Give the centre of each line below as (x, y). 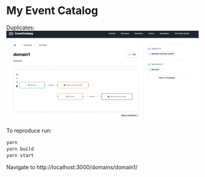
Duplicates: (20, 27)
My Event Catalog (52, 11)
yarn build (20, 149)
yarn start (20, 155)
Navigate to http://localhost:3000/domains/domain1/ (72, 167)
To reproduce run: (29, 131)
